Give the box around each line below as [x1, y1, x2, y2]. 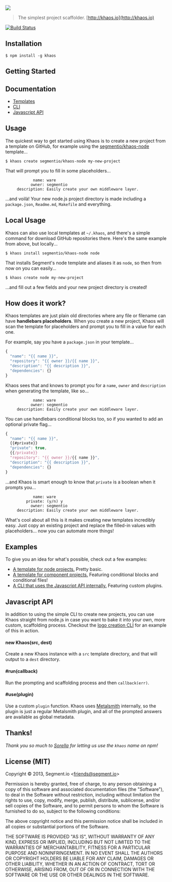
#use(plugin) [5, 691, 34, 698]
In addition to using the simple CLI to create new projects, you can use [5, 611, 155, 617]
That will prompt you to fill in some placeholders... [5, 167, 111, 174]
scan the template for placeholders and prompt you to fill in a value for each [5, 323, 166, 330]
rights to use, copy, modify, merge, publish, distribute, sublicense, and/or [5, 797, 160, 803]
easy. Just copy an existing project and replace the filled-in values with [5, 522, 156, 528]
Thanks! [5, 729, 32, 737]
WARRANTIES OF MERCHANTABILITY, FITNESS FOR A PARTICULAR [5, 844, 150, 851]
